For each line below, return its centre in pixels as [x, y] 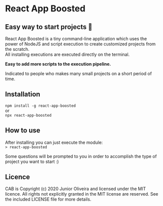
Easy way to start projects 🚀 [49, 27]
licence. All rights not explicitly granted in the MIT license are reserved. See [82, 194]
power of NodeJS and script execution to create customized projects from [81, 44]
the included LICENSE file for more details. [48, 199]
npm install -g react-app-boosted [41, 106]
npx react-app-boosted [28, 115]
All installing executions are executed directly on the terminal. [67, 54]
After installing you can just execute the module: [54, 142]
